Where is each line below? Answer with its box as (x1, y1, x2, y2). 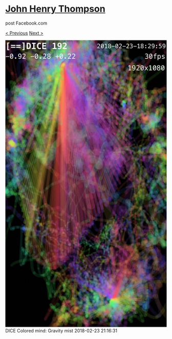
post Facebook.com (5, 20, 48, 26)
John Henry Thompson (5, 3, 106, 15)
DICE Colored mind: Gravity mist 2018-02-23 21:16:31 (5, 327, 118, 333)
